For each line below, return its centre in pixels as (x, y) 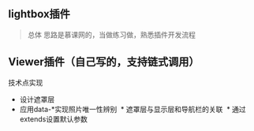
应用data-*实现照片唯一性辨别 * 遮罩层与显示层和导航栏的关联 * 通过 (133, 109)
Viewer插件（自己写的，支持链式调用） (104, 62)
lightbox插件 (39, 14)
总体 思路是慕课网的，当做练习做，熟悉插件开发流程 (111, 35)
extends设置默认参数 (54, 119)
